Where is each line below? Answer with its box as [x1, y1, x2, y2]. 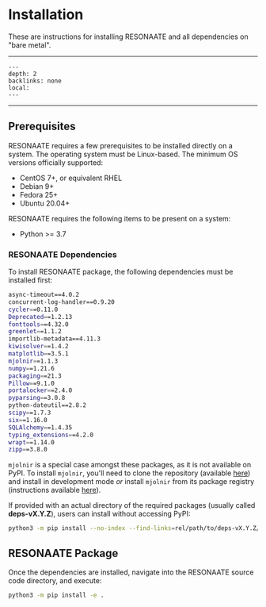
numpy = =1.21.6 [8, 364, 55, 372]
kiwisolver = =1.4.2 [8, 343, 69, 351]
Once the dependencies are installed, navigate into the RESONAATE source [8, 567, 254, 577]
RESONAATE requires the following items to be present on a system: [8, 213, 231, 223]
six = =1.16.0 [8, 416, 47, 424]
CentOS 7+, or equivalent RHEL [19, 173, 123, 182]
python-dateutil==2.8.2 [8, 401, 87, 409]
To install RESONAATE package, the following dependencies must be [8, 267, 234, 277]
